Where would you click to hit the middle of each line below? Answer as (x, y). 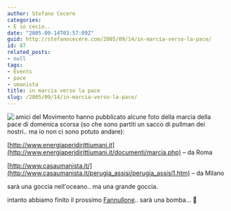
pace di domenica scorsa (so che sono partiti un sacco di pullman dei (106, 124)
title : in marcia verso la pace (54, 91)
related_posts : (29, 53)
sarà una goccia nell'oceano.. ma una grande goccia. (83, 186)
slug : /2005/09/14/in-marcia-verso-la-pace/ (72, 98)
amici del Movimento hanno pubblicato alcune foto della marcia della (113, 117)
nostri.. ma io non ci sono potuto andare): (66, 131)
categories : (24, 20)
